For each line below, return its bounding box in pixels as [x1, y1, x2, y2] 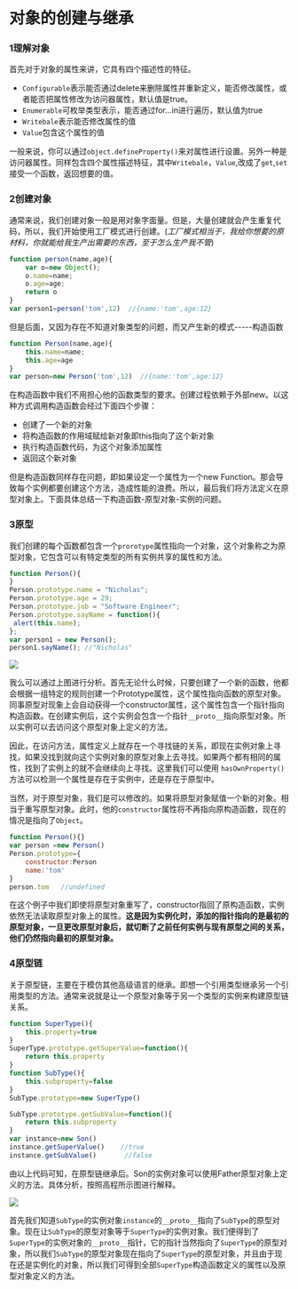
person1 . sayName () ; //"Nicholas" [9, 644, 133, 653]
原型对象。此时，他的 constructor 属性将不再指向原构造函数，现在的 [39, 804, 286, 814]
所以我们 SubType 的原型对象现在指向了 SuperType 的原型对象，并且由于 [24, 1248, 275, 1259]
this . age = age [25, 356, 74, 364]
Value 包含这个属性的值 [21, 127, 105, 138]
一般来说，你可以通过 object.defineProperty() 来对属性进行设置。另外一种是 [9, 146, 287, 156]
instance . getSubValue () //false [9, 1150, 153, 1160]
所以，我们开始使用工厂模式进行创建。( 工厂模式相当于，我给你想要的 [24, 226, 277, 236]
